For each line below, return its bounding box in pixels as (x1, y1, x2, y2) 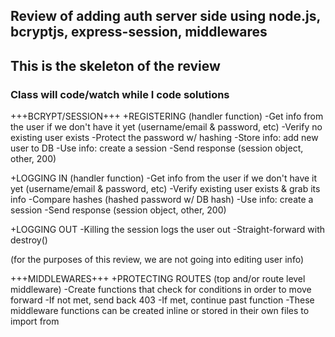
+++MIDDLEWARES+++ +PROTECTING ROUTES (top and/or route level (10, 273, 306, 285)
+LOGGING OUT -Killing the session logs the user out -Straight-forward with (10, 224, 326, 236)
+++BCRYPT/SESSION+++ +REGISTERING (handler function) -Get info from (10, 110, 324, 123)
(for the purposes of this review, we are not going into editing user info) (10, 254, 304, 266)
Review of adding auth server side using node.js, (10, 8, 321, 25)
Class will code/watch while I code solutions (10, 87, 230, 101)
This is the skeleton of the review (10, 57, 221, 74)
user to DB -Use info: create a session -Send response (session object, (10, 142, 304, 154)
